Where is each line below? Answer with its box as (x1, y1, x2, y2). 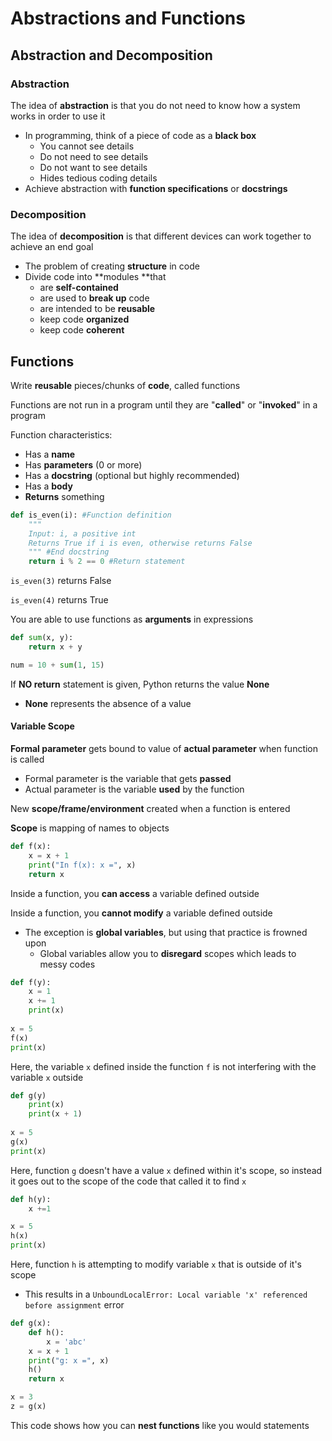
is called (10, 753, 45, 766)
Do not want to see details (39, 161, 148, 173)
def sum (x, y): (10, 633, 74, 643)
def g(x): (10, 1318, 52, 1329)
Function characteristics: (10, 428, 113, 441)
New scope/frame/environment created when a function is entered (10, 803, 291, 815)
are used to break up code (39, 292, 150, 304)
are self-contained (39, 282, 119, 294)
